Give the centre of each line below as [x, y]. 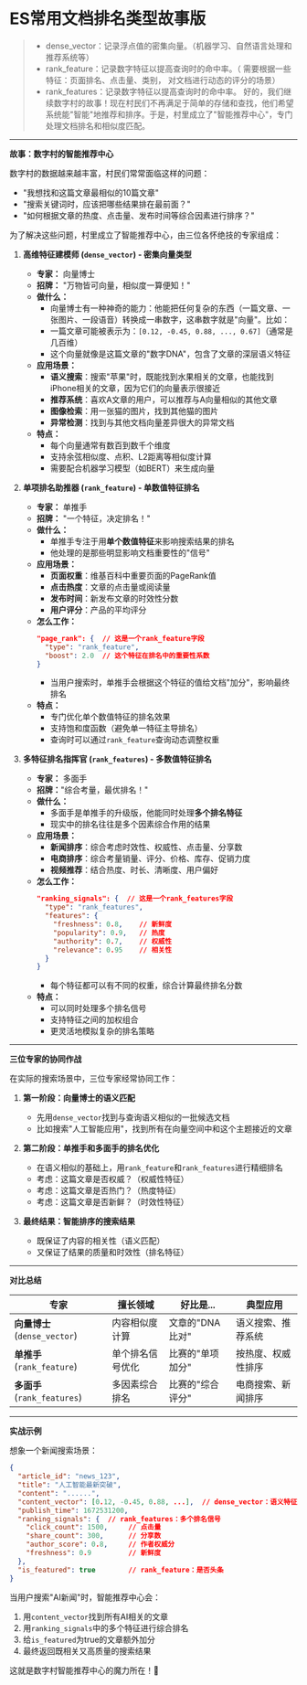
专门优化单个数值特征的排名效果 [110, 717]
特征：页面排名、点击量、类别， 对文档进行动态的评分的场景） [163, 80]
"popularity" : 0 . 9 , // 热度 [109, 933]
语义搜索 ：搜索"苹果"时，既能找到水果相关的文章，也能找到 [162, 377]
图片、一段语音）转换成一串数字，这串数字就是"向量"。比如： [174, 319]
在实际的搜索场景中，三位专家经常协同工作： [94, 1079]
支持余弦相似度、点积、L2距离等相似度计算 [131, 456]
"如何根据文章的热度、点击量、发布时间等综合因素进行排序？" [138, 215]
